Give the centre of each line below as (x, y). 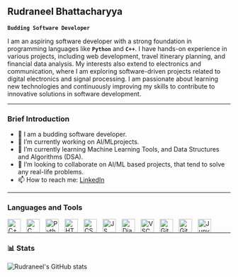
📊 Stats (21, 249)
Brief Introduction (38, 118)
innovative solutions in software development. (74, 94)
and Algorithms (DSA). (50, 157)
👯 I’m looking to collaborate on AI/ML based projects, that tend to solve (121, 164)
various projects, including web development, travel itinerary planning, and (116, 56)
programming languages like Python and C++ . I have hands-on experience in (117, 48)
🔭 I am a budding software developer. (72, 135)
